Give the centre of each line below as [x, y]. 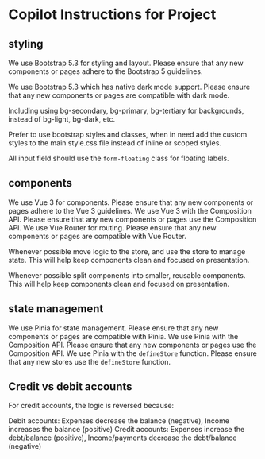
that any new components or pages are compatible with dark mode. [119, 95]
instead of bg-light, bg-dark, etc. [62, 119]
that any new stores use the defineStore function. [90, 361]
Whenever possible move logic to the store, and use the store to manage [127, 251]
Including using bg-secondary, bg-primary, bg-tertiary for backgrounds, [126, 110]
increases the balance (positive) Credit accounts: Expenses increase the [127, 430]
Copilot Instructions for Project [112, 15]
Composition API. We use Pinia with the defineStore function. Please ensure [133, 353]
